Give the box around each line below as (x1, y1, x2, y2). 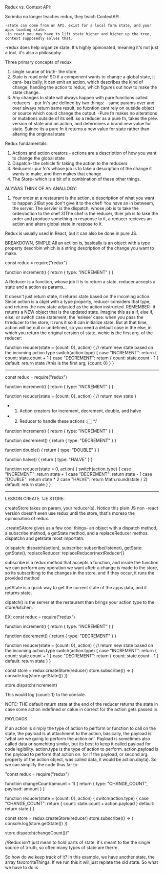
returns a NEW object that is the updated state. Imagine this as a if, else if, (5, 309, 154, 315)
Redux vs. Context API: (5, 4, 51, 10)
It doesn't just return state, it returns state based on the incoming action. (5, 294, 151, 299)
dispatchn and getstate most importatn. (5, 535, 84, 541)
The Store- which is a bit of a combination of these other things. (12, 176, 141, 182)
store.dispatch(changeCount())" (5, 830, 69, 836)
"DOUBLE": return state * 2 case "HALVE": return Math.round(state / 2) (5, 477, 148, 482)
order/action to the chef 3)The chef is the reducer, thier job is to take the (12, 210, 158, 216)
